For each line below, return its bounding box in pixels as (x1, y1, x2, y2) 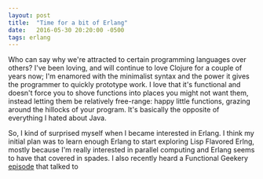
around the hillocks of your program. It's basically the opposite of (8, 105, 220, 115)
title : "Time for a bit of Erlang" (8, 19, 128, 27)
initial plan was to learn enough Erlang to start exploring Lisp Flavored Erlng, (8, 137, 255, 146)
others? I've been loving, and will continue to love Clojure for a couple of (8, 64, 243, 73)
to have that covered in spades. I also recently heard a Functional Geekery (8, 154, 249, 163)
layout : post (8, 11, 51, 20)
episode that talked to (8, 162, 79, 171)
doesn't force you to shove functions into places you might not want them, (8, 88, 249, 98)
